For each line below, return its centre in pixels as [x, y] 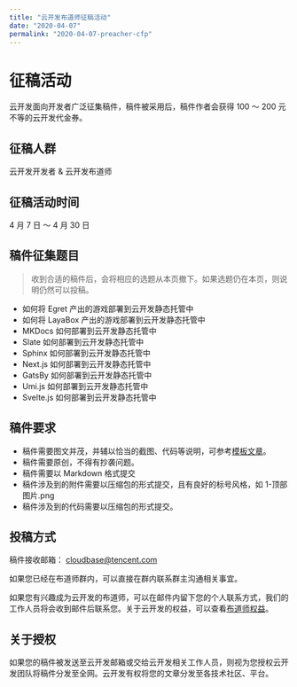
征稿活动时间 [44, 202]
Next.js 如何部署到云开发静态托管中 [86, 363]
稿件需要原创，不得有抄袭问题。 [80, 462]
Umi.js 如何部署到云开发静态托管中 [85, 386]
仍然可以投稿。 [66, 290]
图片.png [38, 495]
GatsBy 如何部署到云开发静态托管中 [87, 375]
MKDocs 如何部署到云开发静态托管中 [89, 331]
